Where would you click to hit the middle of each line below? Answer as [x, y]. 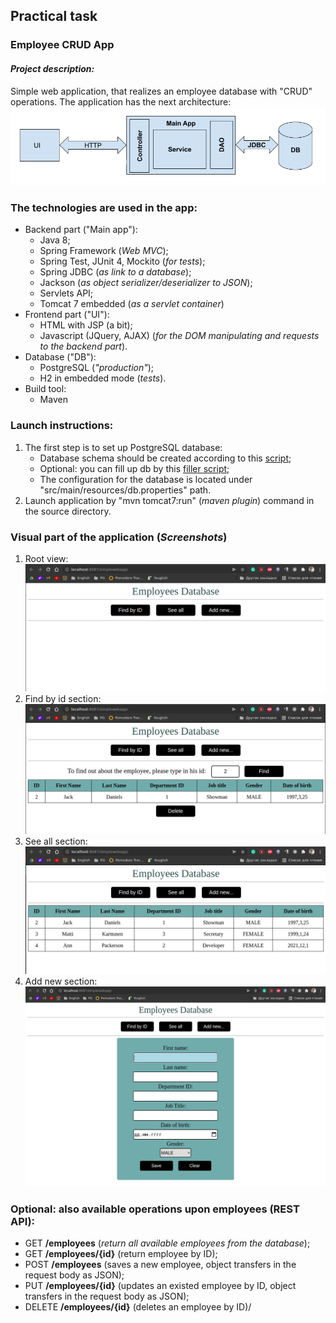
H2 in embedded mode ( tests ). [103, 378]
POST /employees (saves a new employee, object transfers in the [160, 1265]
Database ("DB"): [60, 357]
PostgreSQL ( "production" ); [97, 368]
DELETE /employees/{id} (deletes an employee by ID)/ [138, 1307]
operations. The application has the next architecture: [121, 101]
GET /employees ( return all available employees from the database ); [167, 1243]
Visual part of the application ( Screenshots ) [119, 537]
